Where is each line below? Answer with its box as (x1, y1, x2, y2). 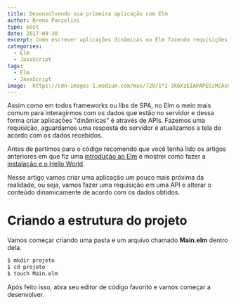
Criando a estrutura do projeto (7, 213, 188, 229)
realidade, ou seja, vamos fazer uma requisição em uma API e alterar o (7, 180, 212, 190)
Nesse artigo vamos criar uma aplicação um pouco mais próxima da (7, 173, 204, 182)
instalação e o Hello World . (7, 159, 86, 168)
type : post (7, 23, 39, 30)
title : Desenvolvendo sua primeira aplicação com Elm (7, 10, 169, 18)
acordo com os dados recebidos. (7, 131, 103, 140)
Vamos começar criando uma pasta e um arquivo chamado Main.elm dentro (7, 236, 228, 244)
